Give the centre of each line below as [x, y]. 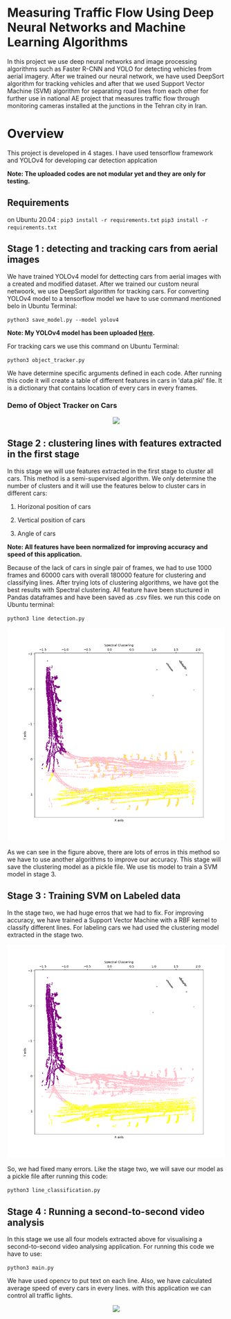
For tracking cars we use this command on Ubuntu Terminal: [93, 346]
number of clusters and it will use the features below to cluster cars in [107, 485]
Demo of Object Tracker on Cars [62, 406]
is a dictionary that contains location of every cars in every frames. [102, 388]
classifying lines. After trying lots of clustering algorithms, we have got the [113, 582]
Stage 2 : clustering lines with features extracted [114, 443]
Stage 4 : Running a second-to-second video [106, 1212]
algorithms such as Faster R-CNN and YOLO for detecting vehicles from [110, 69]
